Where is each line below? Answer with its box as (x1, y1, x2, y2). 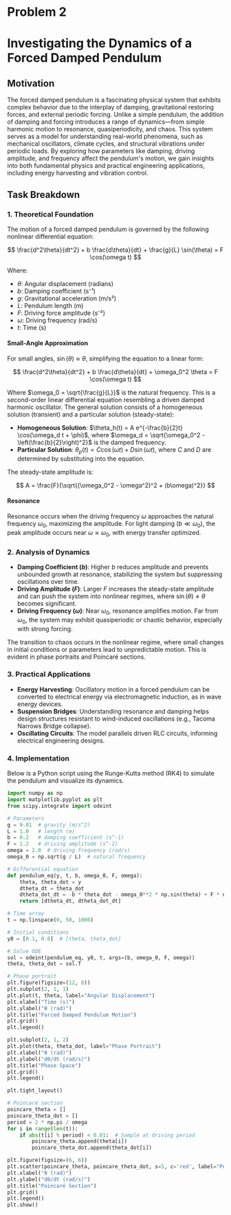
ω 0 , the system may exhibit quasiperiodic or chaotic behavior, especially (16, 615, 223, 626)
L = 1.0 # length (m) (7, 828, 76, 835)
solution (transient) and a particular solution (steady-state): (7, 411, 175, 419)
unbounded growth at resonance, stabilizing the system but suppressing (16, 570, 223, 578)
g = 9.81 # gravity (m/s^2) (7, 821, 91, 829)
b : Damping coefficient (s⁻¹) (16, 287, 96, 295)
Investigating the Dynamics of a (7, 36, 192, 52)
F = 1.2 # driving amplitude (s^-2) (7, 840, 118, 848)
